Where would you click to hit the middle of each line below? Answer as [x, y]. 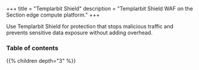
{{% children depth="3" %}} [41, 61]
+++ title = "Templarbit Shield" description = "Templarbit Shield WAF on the [100, 9]
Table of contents [32, 48]
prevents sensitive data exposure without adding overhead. [79, 33]
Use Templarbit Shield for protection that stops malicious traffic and [90, 26]
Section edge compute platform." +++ [53, 15]
